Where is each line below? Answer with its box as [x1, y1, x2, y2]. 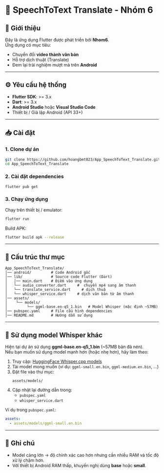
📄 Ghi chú [5, 439, 35, 448]
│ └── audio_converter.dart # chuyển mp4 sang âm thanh [5, 283, 137, 288]
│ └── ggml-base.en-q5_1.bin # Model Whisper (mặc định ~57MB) [5, 305, 159, 309]
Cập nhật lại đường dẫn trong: [12, 387, 72, 393]
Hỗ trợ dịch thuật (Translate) [12, 57, 69, 63]
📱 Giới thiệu [5, 24, 41, 32]
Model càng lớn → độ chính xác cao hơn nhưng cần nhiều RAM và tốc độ [12, 452, 159, 458]
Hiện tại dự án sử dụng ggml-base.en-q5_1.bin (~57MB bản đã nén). [5, 344, 144, 350]
